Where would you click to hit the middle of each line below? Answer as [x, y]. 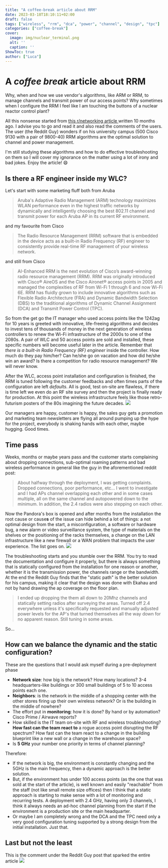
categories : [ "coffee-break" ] [37, 29]
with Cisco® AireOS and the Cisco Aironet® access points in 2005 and [90, 282]
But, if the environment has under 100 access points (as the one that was [88, 779]
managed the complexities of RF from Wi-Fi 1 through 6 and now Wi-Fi [90, 287]
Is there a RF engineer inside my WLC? [66, 178]
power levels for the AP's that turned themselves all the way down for [89, 613]
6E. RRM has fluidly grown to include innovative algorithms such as [86, 293]
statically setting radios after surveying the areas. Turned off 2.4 [83, 603]
